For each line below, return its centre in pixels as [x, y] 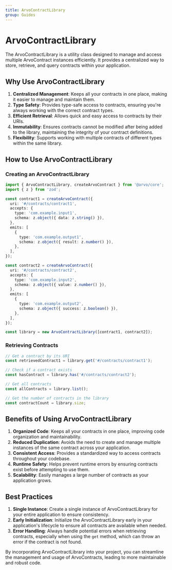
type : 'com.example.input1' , [46, 213]
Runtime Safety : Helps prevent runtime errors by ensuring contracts [85, 464]
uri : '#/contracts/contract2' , [43, 270]
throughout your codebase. [42, 459]
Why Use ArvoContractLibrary [55, 82]
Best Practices [29, 497]
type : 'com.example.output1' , [51, 237]
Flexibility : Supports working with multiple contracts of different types [87, 138]
